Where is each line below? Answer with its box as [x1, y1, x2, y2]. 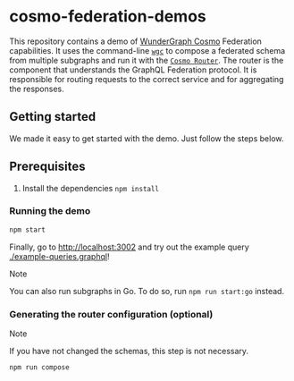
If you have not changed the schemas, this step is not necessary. [9, 346, 248, 357]
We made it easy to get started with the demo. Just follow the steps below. [9, 132, 284, 144]
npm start [9, 225, 46, 234]
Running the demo [9, 205, 91, 217]
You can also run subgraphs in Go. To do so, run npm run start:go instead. [9, 285, 284, 296]
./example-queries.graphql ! [9, 250, 110, 261]
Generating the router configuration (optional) [9, 308, 214, 320]
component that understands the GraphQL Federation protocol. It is [9, 64, 257, 75]
